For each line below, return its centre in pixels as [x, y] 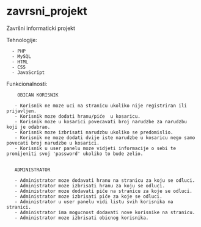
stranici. [19, 207]
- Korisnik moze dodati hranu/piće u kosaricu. [77, 116]
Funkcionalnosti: [27, 84]
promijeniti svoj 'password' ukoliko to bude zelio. [75, 154]
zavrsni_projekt [47, 11]
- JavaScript [28, 72]
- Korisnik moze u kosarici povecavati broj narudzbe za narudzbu [101, 121]
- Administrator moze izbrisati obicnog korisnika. [82, 218]
